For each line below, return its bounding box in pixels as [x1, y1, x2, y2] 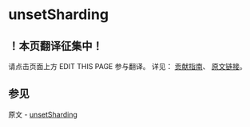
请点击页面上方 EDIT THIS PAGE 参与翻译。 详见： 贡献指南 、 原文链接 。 [8, 62, 248, 71]
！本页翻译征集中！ [8, 39, 103, 52]
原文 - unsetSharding [8, 110, 77, 119]
